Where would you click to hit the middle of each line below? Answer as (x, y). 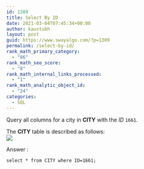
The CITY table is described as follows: (56, 131)
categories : (21, 97)
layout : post (23, 35)
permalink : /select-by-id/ (40, 46)
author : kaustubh (28, 29)
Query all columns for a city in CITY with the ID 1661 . (72, 120)
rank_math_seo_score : (34, 63)
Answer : (17, 149)
